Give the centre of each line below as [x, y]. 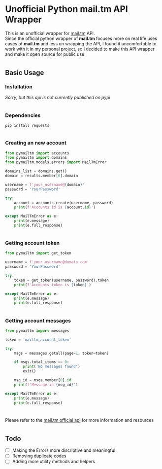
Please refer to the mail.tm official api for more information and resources [80, 420]
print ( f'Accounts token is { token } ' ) [53, 285]
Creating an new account [36, 143]
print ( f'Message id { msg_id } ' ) [46, 385]
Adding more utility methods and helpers [53, 462]
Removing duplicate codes [39, 456]
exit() [30, 371]
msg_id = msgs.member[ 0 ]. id [43, 380]
